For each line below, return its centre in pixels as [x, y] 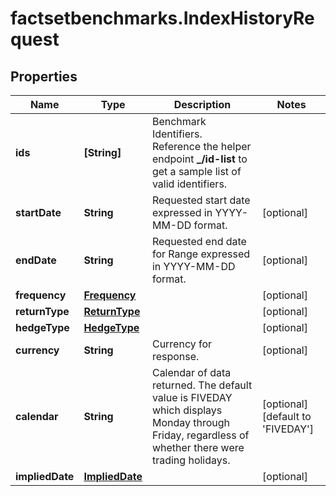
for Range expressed [200, 254]
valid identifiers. [189, 184]
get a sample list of [196, 171]
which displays [187, 410]
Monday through [191, 422]
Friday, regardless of [200, 435]
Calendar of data [191, 372]
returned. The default [202, 385]
